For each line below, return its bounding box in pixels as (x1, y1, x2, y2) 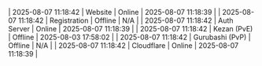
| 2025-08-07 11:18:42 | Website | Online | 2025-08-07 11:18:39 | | (8, 8, 221, 16)
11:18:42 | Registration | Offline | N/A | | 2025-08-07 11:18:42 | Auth (18, 16, 234, 25)
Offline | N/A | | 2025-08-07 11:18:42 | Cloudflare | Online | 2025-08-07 (8, 41, 239, 50)
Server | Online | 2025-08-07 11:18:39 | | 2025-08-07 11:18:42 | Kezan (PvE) (8, 24, 253, 33)
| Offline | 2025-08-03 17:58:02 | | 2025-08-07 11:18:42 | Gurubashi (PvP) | (8, 32, 251, 42)
